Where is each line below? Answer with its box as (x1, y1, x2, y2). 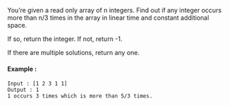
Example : (7, 64, 37, 73)
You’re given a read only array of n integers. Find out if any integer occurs (7, 6, 222, 14)
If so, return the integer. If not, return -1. (7, 35, 123, 43)
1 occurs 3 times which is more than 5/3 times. (7, 93, 153, 100)
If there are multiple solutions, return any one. (7, 49, 140, 57)
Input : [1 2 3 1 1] (7, 81, 68, 88)
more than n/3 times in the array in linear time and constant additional (7, 13, 209, 22)
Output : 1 (7, 86, 39, 94)
